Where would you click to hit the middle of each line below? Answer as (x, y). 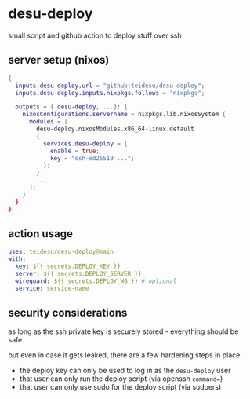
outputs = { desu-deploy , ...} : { (71, 107)
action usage (40, 234)
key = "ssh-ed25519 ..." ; (92, 158)
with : (17, 259)
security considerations (68, 312)
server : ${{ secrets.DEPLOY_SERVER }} (79, 273)
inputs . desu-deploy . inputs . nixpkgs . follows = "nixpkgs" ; (110, 93)
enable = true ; (75, 151)
